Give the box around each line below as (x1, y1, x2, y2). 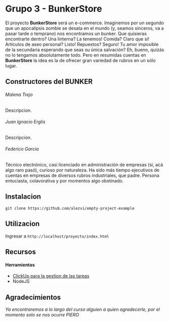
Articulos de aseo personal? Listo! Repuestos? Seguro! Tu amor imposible (5, 41, 159, 47)
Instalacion (5, 193, 41, 201)
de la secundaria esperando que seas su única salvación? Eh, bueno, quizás (5, 47, 164, 53)
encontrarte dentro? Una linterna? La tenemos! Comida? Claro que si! (5, 36, 149, 42)
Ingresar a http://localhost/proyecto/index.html (5, 233, 109, 239)
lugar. (5, 63, 17, 69)
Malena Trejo (5, 91, 33, 98)
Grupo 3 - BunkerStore (5, 3, 102, 15)
